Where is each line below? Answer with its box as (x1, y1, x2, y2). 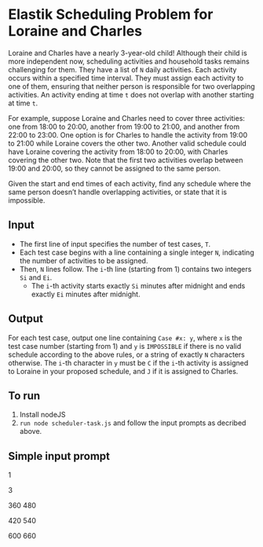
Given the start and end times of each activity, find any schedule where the (8, 178, 251, 188)
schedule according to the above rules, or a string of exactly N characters (8, 350, 245, 359)
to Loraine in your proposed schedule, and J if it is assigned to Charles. (8, 366, 239, 376)
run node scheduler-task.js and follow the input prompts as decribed (19, 418, 247, 428)
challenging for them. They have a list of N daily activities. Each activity (8, 64, 237, 74)
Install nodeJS (19, 410, 66, 420)
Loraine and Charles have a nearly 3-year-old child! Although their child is (8, 48, 247, 57)
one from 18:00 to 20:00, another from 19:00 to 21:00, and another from (8, 122, 240, 131)
